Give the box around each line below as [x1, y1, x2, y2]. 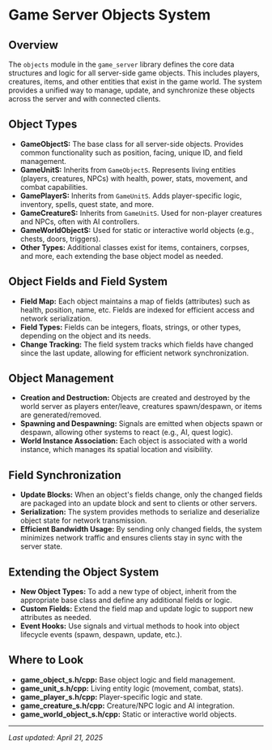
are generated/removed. [19, 410, 102, 420]
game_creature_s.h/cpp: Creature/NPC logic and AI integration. [19, 700, 235, 710]
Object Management [8, 372, 114, 386]
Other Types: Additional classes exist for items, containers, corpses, [19, 242, 249, 252]
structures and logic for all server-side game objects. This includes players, [8, 68, 261, 78]
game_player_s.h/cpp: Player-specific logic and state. [19, 692, 203, 701]
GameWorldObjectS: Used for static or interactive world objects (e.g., [19, 225, 255, 235]
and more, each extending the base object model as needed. [19, 251, 223, 261]
